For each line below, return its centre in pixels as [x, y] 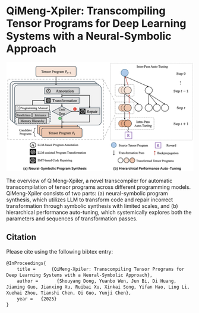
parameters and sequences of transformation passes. [72, 219]
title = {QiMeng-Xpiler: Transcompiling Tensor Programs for [101, 269]
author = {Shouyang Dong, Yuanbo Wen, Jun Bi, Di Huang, [97, 281]
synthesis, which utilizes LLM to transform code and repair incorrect [90, 200]
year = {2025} [37, 299]
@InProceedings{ [26, 263]
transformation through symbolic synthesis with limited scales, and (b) [92, 205]
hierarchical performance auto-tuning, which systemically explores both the [99, 212]
